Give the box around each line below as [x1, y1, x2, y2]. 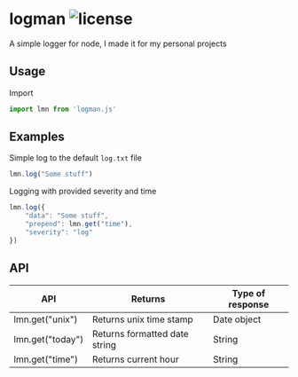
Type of [231, 287, 266, 299]
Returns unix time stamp [91, 313, 193, 326]
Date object [212, 313, 262, 326]
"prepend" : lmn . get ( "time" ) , [25, 220, 133, 229]
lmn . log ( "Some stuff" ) [9, 169, 93, 179]
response [228, 298, 270, 310]
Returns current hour [91, 353, 179, 365]
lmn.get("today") [13, 333, 84, 345]
